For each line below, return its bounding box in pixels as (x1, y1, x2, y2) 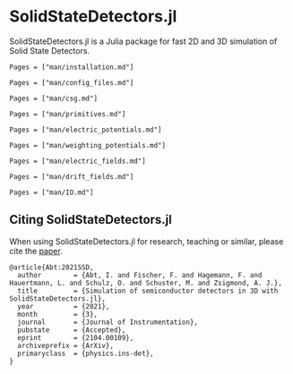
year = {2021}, (17, 302, 110, 310)
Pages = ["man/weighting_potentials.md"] (9, 140, 167, 149)
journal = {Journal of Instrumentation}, (17, 318, 199, 327)
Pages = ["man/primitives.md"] (9, 109, 126, 118)
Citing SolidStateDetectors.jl (9, 212, 173, 227)
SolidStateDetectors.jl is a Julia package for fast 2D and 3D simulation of (9, 36, 278, 47)
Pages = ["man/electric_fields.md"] (9, 157, 146, 166)
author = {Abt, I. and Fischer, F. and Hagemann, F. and (17, 270, 263, 279)
